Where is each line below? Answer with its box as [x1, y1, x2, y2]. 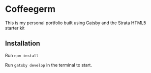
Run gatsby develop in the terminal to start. [5, 62, 92, 68]
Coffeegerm [5, 3, 56, 15]
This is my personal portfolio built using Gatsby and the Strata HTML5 [5, 20, 147, 26]
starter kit [5, 25, 25, 31]
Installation [5, 39, 40, 48]
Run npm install [5, 52, 39, 58]
